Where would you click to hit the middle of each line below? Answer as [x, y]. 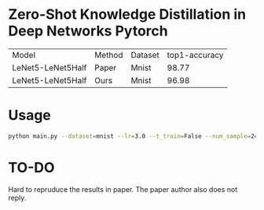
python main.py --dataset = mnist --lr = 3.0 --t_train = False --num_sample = [130, 136]
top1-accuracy [195, 55]
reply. [17, 197]
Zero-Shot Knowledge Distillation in [127, 14]
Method [108, 55]
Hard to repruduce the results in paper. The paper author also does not [123, 189]
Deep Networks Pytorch [88, 31]
